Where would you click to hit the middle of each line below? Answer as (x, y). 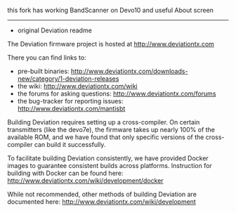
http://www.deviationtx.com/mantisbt (71, 109)
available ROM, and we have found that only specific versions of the (106, 137)
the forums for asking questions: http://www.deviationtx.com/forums (117, 93)
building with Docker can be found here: (66, 173)
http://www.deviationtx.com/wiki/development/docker (85, 181)
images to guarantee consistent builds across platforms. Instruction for (110, 166)
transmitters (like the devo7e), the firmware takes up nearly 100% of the (111, 130)
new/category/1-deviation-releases (68, 79)
